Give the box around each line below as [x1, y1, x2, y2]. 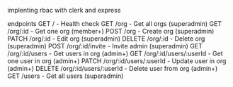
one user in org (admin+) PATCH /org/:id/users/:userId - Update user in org [7, 57, 227, 65]
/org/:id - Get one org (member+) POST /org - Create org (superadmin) [7, 27, 215, 35]
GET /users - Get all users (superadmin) [7, 72, 124, 80]
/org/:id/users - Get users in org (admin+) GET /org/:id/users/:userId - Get [7, 49, 223, 58]
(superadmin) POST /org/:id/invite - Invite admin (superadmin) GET [7, 42, 203, 50]
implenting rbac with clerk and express [7, 6, 121, 14]
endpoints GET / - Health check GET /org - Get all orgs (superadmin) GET [7, 20, 222, 27]
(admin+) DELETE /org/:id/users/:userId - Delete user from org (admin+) [7, 65, 218, 72]
